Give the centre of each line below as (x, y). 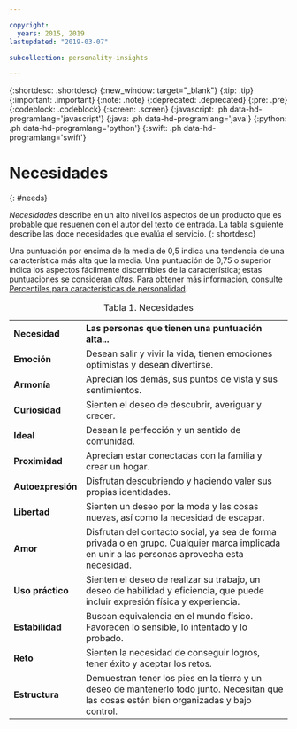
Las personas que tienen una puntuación (174, 329)
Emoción (32, 360)
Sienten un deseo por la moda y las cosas (172, 507)
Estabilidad (38, 627)
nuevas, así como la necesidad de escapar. (175, 517)
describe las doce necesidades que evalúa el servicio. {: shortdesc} (133, 234)
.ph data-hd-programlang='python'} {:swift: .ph (95, 128)
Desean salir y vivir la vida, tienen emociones (179, 353)
